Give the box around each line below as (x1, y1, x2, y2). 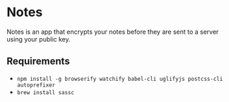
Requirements (6, 56, 70, 68)
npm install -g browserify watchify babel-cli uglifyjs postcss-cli (16, 75, 223, 82)
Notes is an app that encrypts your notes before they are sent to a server (6, 27, 219, 36)
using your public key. (6, 34, 71, 43)
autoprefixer (16, 82, 56, 89)
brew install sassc (16, 89, 75, 96)
